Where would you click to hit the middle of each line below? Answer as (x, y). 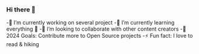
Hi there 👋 (21, 10)
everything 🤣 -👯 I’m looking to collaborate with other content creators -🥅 (96, 29)
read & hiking (23, 44)
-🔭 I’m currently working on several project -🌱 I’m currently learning (90, 23)
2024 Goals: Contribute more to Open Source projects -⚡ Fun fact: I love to (100, 36)
